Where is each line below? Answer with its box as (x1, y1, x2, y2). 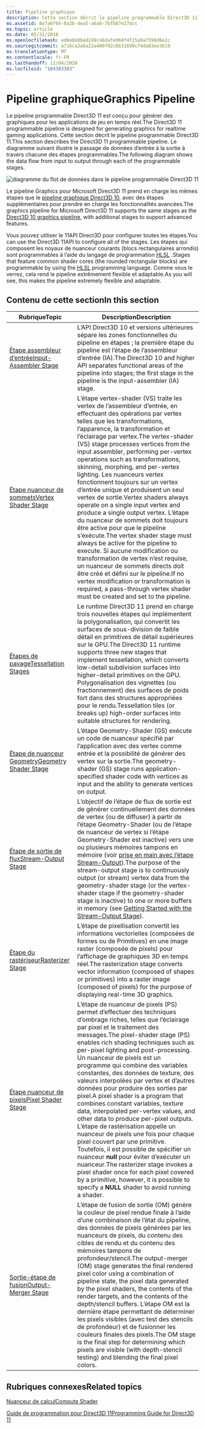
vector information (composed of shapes (77, 967, 195, 976)
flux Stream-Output (9, 854, 65, 863)
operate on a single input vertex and (77, 501, 181, 509)
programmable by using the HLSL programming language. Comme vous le (6, 264, 193, 271)
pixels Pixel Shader (9, 1095, 62, 1104)
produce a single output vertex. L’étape (77, 509, 189, 517)
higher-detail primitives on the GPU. (77, 671, 181, 679)
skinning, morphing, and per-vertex (77, 463, 180, 471)
